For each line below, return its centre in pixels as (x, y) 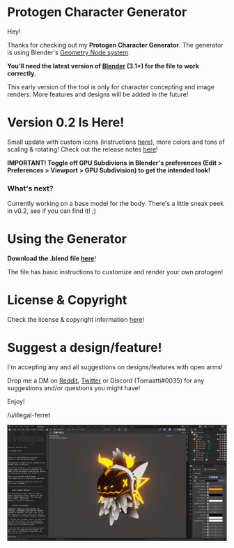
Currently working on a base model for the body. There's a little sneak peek (116, 204)
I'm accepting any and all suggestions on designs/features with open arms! (115, 366)
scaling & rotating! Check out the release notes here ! (83, 149)
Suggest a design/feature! (85, 348)
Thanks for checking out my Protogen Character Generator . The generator (116, 45)
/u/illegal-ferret (29, 415)
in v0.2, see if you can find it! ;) (52, 211)
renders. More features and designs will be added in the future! (98, 94)
